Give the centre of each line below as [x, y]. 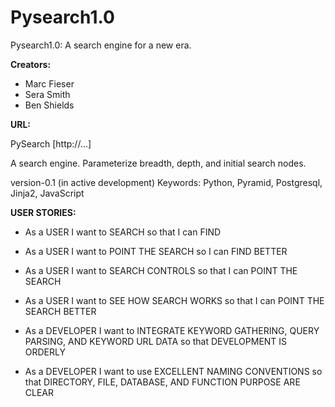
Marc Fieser [49, 83]
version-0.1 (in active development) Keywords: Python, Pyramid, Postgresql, [166, 182]
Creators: [31, 64]
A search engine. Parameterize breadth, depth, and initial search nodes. [158, 163]
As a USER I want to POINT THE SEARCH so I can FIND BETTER [156, 251]
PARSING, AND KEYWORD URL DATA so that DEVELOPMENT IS [156, 341]
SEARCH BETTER [60, 311]
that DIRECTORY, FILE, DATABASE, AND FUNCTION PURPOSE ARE [162, 382]
